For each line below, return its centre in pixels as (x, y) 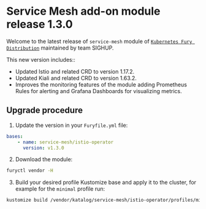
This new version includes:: (41, 59)
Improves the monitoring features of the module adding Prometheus (101, 85)
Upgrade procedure (44, 111)
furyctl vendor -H (30, 171)
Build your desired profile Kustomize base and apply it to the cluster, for (106, 183)
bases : (15, 136)
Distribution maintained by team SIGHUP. (60, 48)
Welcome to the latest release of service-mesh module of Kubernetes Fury (99, 41)
